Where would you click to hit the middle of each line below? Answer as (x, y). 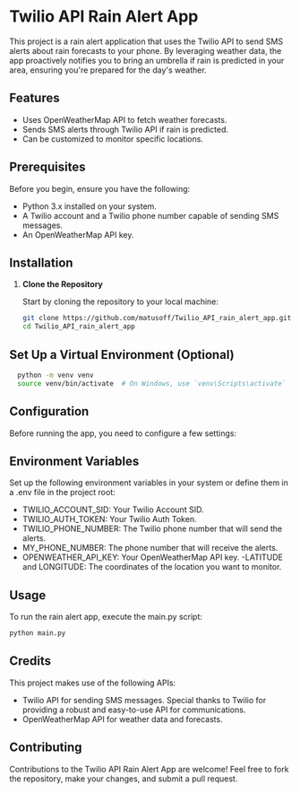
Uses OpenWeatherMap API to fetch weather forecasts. (124, 119)
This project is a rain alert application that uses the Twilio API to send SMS (146, 41)
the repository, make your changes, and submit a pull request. (124, 779)
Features (34, 98)
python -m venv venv (56, 375)
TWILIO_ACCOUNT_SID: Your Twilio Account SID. (113, 510)
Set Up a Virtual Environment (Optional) (122, 355)
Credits (30, 661)
